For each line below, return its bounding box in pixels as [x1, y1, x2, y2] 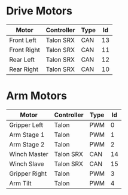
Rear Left [9, 55, 35, 63]
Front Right [9, 45, 40, 54]
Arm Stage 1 [9, 130, 45, 139]
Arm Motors [6, 89, 68, 103]
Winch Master [9, 150, 49, 158]
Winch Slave [9, 160, 44, 168]
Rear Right [9, 65, 39, 73]
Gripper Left [9, 121, 44, 129]
